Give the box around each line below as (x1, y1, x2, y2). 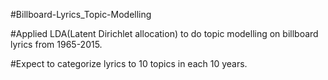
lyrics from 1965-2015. (10, 39, 103, 50)
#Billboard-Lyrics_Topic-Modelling (10, 9, 152, 20)
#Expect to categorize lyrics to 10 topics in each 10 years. (10, 58, 248, 69)
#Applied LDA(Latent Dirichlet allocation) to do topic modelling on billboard (10, 28, 319, 39)
